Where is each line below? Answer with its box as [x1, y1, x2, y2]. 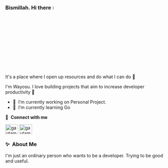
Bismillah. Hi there [5, 4, 51, 11]
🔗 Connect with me [5, 114, 48, 120]
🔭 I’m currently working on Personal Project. [12, 99, 106, 105]
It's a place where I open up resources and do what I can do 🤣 [5, 74, 136, 80]
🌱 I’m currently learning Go [12, 104, 70, 110]
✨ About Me [5, 141, 37, 148]
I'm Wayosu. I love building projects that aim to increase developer [5, 83, 145, 89]
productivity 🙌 [5, 89, 35, 95]
